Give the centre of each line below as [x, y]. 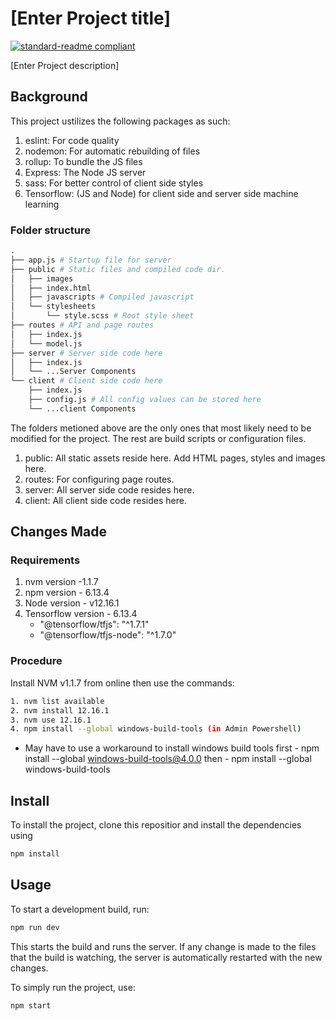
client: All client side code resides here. [105, 500]
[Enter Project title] [90, 18]
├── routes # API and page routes [82, 325]
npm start [31, 1005]
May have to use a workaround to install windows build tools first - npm [172, 748]
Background [49, 97]
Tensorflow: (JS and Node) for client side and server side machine [161, 193]
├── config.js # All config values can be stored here [145, 400]
